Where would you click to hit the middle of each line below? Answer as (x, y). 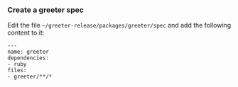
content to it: (26, 33)
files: (17, 71)
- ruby (17, 64)
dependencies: (28, 58)
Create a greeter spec (45, 10)
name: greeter (28, 52)
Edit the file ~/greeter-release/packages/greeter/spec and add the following (119, 25)
